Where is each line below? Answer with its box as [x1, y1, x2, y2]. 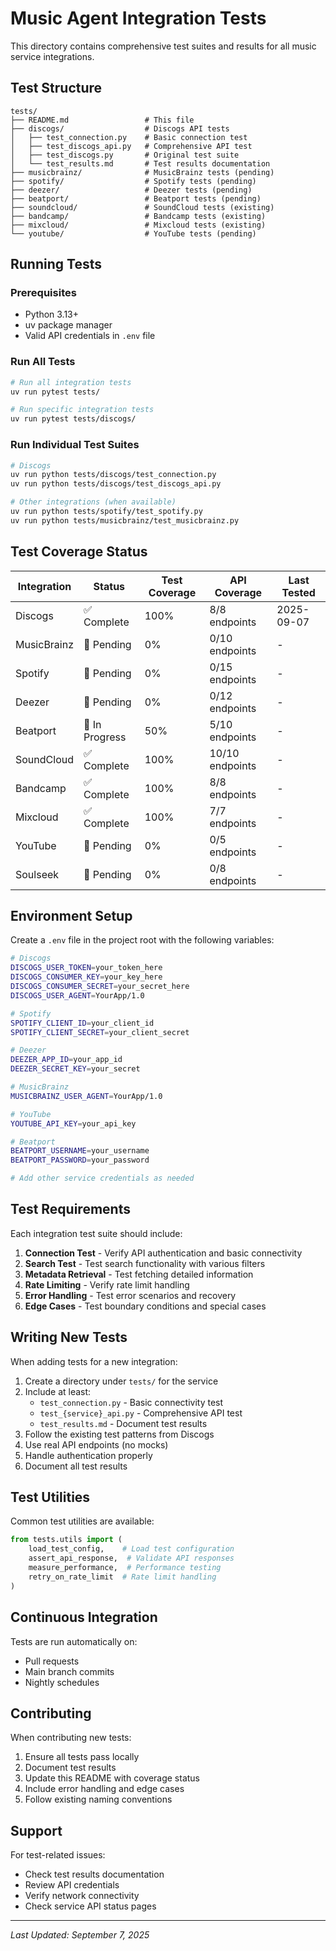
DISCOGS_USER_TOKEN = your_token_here [10, 963, 163, 973]
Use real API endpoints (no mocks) [24, 1438, 169, 1451]
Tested [281, 585, 316, 599]
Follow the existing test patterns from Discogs [24, 1428, 215, 1440]
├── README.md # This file [10, 115, 195, 125]
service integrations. [10, 50, 95, 62]
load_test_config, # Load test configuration [28, 1544, 235, 1554]
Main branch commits [24, 1665, 115, 1677]
